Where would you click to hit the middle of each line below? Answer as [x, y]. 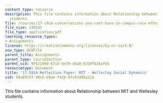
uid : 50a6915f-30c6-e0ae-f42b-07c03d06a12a [50, 77]
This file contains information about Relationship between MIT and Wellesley [81, 91]
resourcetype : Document [29, 69]
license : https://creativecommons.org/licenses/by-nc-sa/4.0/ [69, 46]
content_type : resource [29, 9]
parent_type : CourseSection [33, 59]
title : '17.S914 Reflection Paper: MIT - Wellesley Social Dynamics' [77, 73]
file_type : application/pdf [33, 32]
